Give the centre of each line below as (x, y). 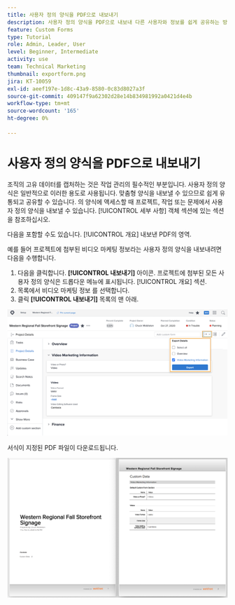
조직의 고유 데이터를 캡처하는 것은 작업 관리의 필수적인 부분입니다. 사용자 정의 (113, 184)
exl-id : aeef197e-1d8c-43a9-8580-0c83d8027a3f (76, 89)
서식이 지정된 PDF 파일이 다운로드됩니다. (63, 447)
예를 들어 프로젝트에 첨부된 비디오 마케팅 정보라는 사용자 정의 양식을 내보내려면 (115, 249)
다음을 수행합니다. (32, 258)
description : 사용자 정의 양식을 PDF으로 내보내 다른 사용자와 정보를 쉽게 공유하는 (114, 22)
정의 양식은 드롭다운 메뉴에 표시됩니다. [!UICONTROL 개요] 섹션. (119, 281)
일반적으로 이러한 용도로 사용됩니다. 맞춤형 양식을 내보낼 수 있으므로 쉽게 (119, 193)
